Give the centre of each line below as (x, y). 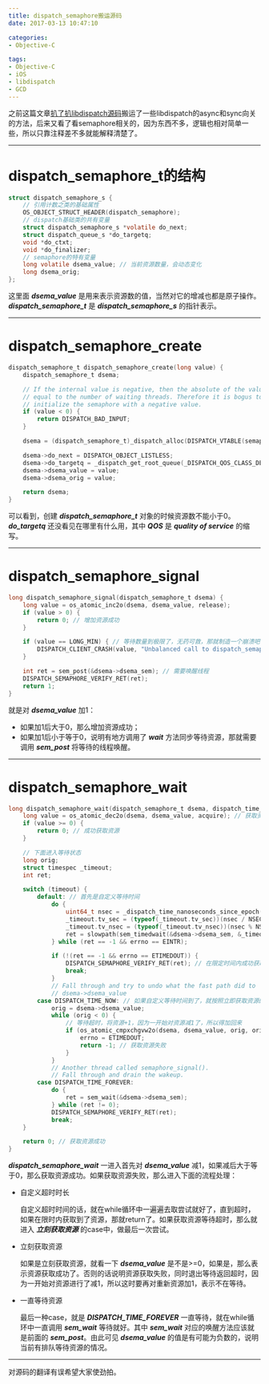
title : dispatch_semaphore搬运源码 (65, 16)
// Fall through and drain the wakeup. (117, 1075)
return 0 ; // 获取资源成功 (64, 1141)
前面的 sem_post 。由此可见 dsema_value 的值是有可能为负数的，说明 (143, 1338)
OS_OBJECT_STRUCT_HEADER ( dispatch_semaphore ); (102, 213)
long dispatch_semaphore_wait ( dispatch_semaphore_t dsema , (109, 808)
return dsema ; (46, 492)
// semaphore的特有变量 (59, 257)
